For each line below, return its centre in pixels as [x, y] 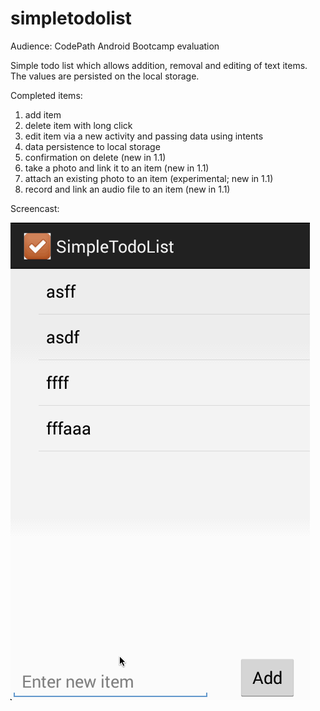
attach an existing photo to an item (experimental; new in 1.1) [149, 178]
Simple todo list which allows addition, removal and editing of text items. [159, 65]
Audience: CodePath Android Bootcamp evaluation [115, 46]
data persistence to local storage [92, 146]
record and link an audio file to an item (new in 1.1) [127, 189]
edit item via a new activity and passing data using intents [144, 136]
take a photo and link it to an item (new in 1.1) [117, 168]
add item [43, 114]
